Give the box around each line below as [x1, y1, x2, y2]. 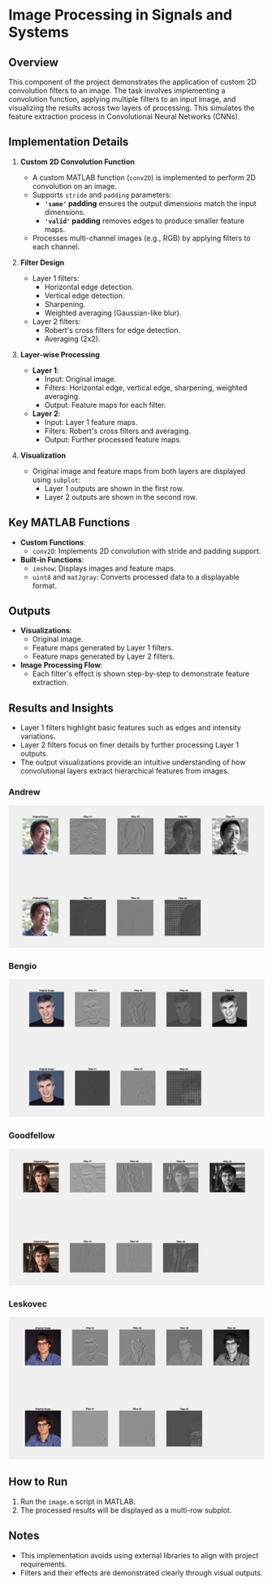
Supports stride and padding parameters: [32, 190, 172, 199]
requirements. [19, 1559, 67, 1569]
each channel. [32, 242, 80, 252]
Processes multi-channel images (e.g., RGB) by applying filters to [32, 233, 251, 243]
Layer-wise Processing [19, 349, 100, 359]
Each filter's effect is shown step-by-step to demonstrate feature [32, 669, 250, 679]
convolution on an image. [32, 181, 118, 191]
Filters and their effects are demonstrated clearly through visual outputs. [19, 1567, 263, 1577]
